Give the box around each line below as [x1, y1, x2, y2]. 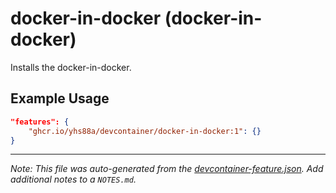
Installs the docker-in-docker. [10, 61, 132, 73]
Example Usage [10, 90, 110, 107]
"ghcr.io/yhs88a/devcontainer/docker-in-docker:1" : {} [28, 126, 262, 136]
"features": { [10, 117, 70, 127]
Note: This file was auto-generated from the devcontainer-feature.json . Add [10, 163, 324, 175]
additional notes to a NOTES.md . [10, 173, 137, 186]
